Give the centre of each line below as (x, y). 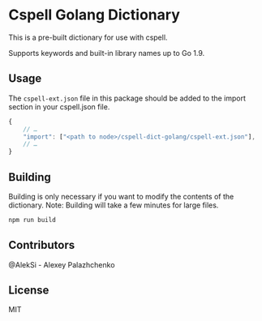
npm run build (32, 220)
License (29, 291)
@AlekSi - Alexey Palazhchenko (62, 264)
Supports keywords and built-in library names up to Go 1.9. (107, 53)
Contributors (42, 245)
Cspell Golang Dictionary (94, 15)
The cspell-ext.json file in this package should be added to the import (127, 98)
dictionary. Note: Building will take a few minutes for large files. (114, 205)
